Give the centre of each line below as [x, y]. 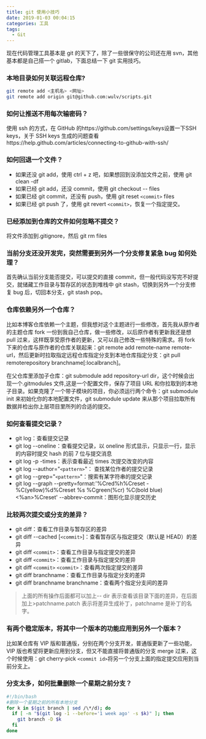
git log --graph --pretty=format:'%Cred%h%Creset [80, 483]
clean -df [27, 181]
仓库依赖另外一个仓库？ [41, 310]
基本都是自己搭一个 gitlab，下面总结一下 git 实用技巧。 [75, 61]
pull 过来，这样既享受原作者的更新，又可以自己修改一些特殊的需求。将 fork [101, 339]
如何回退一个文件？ [35, 160]
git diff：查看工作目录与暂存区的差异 [61, 529]
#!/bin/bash [21, 697]
